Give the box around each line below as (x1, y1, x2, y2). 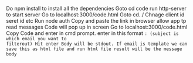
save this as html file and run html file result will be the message (6, 46, 182, 52)
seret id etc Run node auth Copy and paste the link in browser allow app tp (6, 17, 187, 24)
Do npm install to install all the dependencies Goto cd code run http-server (6, 5, 187, 12)
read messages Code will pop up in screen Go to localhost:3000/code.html (6, 23, 188, 30)
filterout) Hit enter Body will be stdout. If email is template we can (6, 41, 188, 47)
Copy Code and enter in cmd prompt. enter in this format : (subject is (6, 30, 179, 37)
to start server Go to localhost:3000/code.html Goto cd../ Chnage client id (6, 11, 185, 18)
